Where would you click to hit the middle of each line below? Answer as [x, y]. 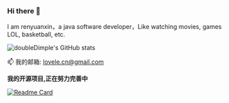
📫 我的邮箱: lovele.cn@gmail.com [56, 62]
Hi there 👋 [24, 11]
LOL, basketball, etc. [36, 34]
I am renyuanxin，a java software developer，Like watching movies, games [114, 27]
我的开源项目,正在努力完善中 [48, 79]
